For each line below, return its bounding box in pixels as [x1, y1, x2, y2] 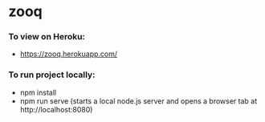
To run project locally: [8, 69, 96, 80]
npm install [19, 87, 57, 97]
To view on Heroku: [8, 31, 86, 43]
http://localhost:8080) [19, 104, 93, 114]
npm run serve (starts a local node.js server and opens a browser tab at [19, 96, 258, 106]
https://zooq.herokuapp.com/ [19, 49, 118, 59]
